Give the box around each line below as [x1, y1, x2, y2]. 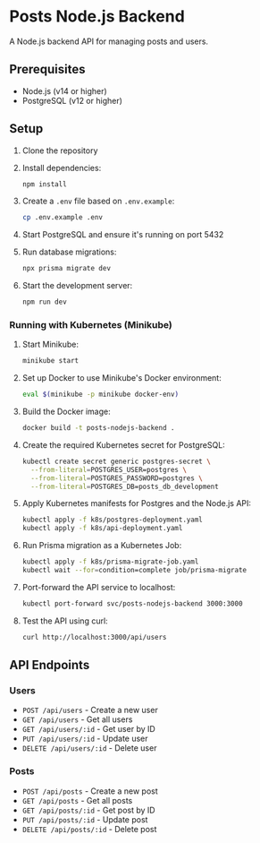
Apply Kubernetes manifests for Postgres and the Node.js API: [21, 498, 252, 509]
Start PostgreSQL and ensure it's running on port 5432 [21, 229, 224, 240]
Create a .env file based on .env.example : [21, 195, 175, 207]
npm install [21, 179, 67, 189]
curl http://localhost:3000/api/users [21, 632, 167, 641]
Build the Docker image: [21, 406, 112, 417]
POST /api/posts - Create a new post [21, 786, 158, 796]
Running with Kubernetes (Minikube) [9, 318, 172, 331]
